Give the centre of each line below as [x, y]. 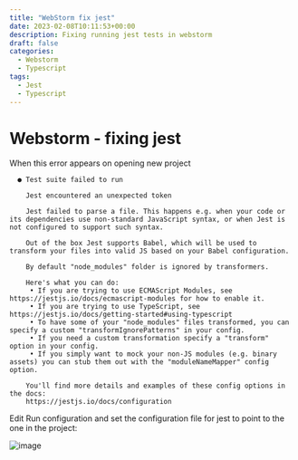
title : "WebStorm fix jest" [62, 18]
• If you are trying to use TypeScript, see [115, 307]
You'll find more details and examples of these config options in [155, 386]
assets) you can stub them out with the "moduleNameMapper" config [139, 362]
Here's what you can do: [72, 283]
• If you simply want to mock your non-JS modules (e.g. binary [154, 354]
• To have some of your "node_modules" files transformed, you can [159, 322]
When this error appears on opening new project [100, 163]
